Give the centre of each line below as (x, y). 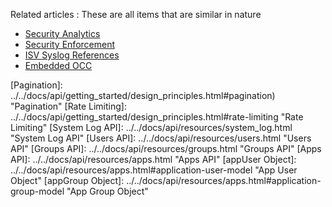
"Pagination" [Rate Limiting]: (68, 106)
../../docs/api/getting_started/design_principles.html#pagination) (143, 95)
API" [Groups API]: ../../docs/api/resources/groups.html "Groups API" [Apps (166, 148)
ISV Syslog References (72, 55)
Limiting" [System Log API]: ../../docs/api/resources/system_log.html (151, 127)
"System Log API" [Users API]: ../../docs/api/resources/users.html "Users (161, 138)
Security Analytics (62, 33)
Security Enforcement (70, 44)
